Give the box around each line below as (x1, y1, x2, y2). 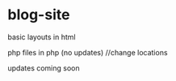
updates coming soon (7, 63, 80, 73)
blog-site (7, 6, 70, 24)
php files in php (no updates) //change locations (7, 47, 168, 57)
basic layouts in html (7, 32, 76, 42)
